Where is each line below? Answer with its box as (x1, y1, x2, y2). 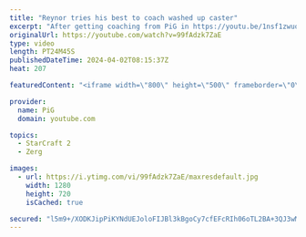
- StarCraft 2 (17, 139, 71, 149)
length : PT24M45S (9, 47, 76, 57)
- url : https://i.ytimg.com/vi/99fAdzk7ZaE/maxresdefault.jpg (17, 172, 259, 181)
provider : (9, 97, 47, 106)
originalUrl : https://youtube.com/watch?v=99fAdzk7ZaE (9, 30, 222, 39)
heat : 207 (9, 65, 47, 74)
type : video (9, 38, 55, 48)
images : (9, 164, 39, 173)
